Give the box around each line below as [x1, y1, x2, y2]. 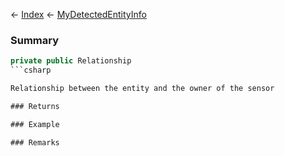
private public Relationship [10, 56, 132, 66]
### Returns [10, 101, 60, 111]
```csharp [10, 65, 52, 76]
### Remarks [10, 137, 60, 148]
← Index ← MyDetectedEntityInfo [10, 9, 147, 20]
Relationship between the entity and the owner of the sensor [10, 84, 275, 94]
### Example [10, 119, 60, 129]
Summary [10, 33, 60, 47]
